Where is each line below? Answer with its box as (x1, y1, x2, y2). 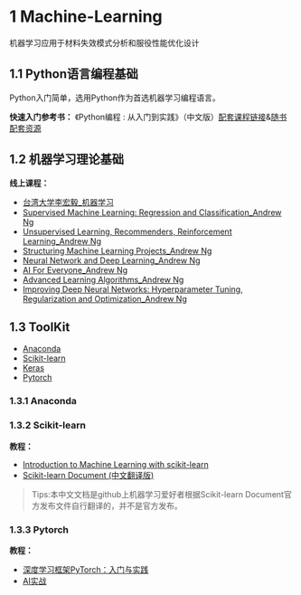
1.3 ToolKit (9, 319, 71, 335)
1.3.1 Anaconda (9, 395, 77, 408)
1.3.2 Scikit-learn (9, 419, 86, 431)
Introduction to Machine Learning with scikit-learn (22, 458, 210, 469)
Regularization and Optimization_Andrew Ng (22, 293, 187, 304)
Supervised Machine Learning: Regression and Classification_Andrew (22, 206, 282, 218)
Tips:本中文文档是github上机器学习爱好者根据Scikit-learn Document (31, 488, 285, 499)
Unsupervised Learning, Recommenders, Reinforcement (22, 226, 232, 237)
